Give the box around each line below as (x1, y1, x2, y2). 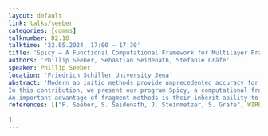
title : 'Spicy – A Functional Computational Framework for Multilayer (8, 49, 248, 57)
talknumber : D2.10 (8, 34, 69, 42)
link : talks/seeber (8, 19, 73, 27)
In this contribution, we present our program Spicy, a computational (8, 86, 248, 94)
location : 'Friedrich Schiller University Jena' (8, 71, 173, 79)
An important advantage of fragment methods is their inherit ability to (8, 94, 259, 102)
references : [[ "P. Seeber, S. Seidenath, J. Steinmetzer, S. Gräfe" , (8, 101, 245, 109)
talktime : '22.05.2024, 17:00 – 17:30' (8, 42, 141, 50)
